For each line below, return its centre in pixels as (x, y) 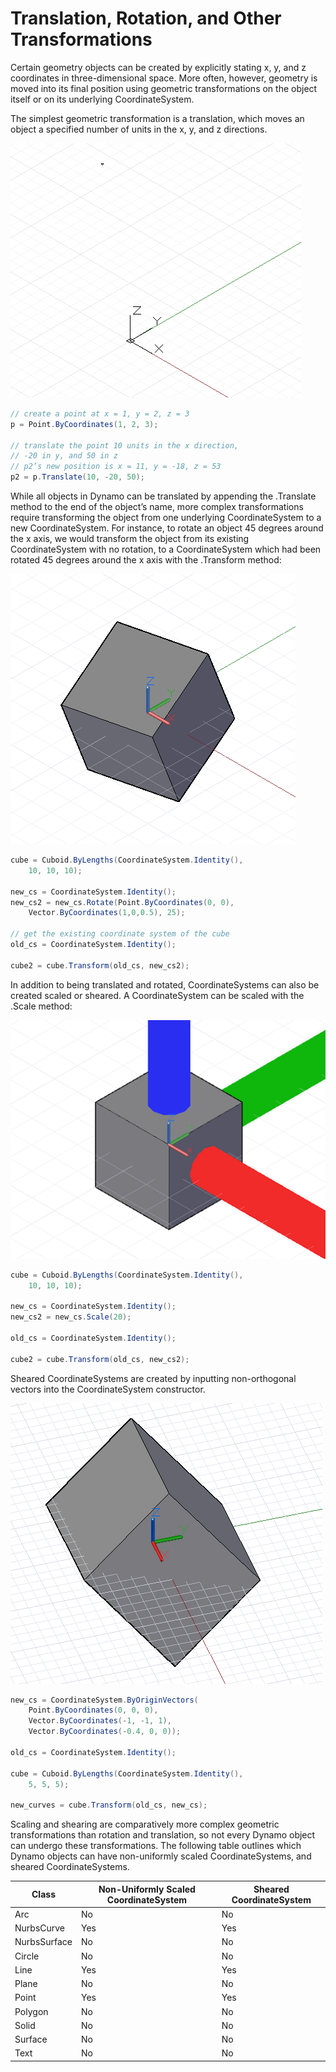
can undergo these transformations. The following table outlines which (156, 1846)
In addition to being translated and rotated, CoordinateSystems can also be (165, 984)
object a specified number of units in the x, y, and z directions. (139, 129)
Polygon (31, 2011)
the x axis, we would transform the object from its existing (130, 539)
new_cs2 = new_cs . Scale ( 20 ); (71, 1317)
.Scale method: (41, 1006)
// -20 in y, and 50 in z (64, 456)
